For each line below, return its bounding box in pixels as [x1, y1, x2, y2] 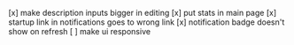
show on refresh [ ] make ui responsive [8, 26, 151, 36]
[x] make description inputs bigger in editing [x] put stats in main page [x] [8, 8, 276, 18]
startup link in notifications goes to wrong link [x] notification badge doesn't [8, 17, 285, 27]
